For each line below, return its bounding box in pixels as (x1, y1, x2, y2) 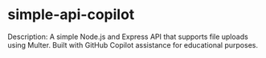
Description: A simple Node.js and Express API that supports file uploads (7, 32, 248, 41)
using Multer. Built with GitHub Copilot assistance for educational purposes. (7, 40, 259, 49)
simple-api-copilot (7, 6, 135, 24)
